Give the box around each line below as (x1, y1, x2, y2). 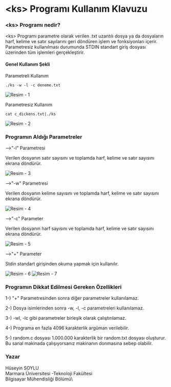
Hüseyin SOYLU (5, 365, 39, 371)
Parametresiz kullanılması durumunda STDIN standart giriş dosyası (5, 44, 146, 50)
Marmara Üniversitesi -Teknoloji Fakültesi (5, 370, 93, 376)
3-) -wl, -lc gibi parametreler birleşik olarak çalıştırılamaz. (5, 315, 126, 321)
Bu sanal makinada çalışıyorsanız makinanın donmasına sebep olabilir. (5, 340, 153, 346)
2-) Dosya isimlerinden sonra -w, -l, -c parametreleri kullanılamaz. (5, 305, 144, 311)
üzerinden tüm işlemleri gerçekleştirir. (5, 49, 85, 55)
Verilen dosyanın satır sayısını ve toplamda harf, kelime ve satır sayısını (5, 154, 155, 161)
